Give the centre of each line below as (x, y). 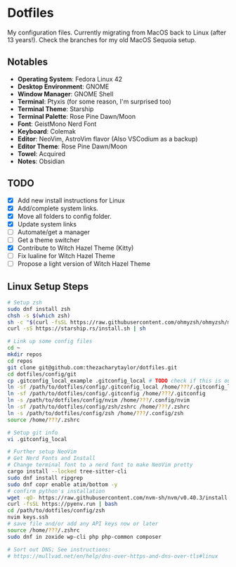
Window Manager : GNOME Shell (65, 94)
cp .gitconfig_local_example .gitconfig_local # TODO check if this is (114, 381)
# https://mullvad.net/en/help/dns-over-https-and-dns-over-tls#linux (113, 556)
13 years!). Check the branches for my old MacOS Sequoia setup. (102, 39)
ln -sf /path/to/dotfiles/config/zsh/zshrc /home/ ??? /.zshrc (99, 407)
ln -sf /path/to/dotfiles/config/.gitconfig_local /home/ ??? (99, 387)
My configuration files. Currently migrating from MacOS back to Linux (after (117, 32)
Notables (28, 62)
